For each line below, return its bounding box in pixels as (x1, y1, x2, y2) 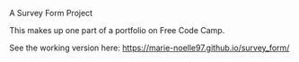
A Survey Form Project (9, 8, 92, 18)
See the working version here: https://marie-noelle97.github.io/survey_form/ (9, 42, 290, 53)
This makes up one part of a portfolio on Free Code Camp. (9, 25, 225, 35)
